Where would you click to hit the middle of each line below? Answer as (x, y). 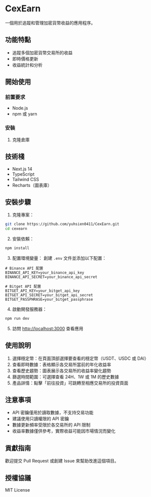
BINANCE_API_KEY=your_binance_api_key (45, 273)
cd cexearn (16, 229)
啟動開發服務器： (29, 309)
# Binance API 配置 (24, 268)
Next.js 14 (22, 169)
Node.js (20, 108)
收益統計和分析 (27, 65)
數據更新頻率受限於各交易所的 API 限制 (51, 425)
